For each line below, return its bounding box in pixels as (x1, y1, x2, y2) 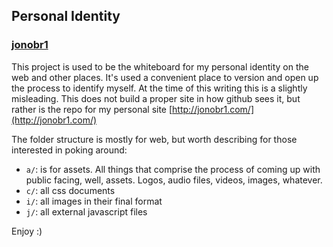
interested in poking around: (11, 144, 128, 156)
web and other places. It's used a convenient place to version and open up (11, 71, 319, 83)
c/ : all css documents (25, 184, 116, 196)
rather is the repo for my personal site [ (11, 103, 173, 115)
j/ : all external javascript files (25, 205, 148, 218)
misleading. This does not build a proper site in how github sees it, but (11, 92, 301, 104)
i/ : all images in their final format (25, 195, 163, 207)
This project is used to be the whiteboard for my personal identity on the (11, 60, 309, 73)
